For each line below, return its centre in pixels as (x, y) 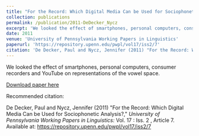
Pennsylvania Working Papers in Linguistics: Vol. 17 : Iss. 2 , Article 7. (90, 120)
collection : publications (38, 17)
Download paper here (33, 85)
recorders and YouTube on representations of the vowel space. (83, 73)
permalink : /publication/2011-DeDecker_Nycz (62, 22)
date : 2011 (20, 34)
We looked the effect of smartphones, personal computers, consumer (91, 67)
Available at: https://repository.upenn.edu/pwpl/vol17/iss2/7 (79, 126)
